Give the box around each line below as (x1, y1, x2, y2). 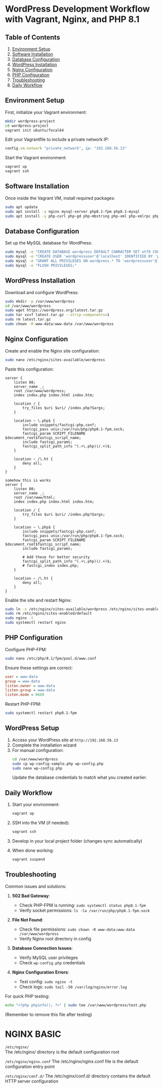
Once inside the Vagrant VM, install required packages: (5, 195, 115, 201)
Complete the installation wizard (12, 742, 77, 748)
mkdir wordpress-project (5, 118, 55, 124)
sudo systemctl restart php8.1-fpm (5, 711, 77, 715)
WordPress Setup (5, 724, 59, 732)
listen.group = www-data (5, 688, 55, 693)
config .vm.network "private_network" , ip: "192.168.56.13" (5, 146, 127, 151)
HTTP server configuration (5, 1078, 59, 1084)
